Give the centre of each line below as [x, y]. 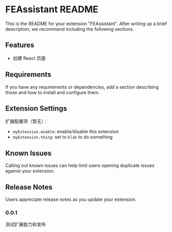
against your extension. [30, 171]
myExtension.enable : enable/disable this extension [66, 132]
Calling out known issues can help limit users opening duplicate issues [80, 165]
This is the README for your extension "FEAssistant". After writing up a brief [86, 24]
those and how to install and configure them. [53, 92]
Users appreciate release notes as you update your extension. [71, 199]
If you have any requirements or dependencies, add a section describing [82, 87]
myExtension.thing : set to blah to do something [63, 137]
